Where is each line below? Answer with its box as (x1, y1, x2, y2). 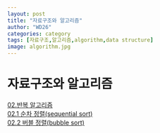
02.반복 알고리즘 (7, 100, 53, 109)
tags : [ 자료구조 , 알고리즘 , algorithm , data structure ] (7, 37, 154, 44)
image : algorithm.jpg (7, 43, 71, 50)
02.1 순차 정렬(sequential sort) (7, 109, 93, 117)
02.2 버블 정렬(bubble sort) (7, 118, 85, 127)
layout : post (7, 10, 46, 18)
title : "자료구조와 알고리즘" (7, 17, 83, 24)
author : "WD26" (7, 23, 52, 30)
